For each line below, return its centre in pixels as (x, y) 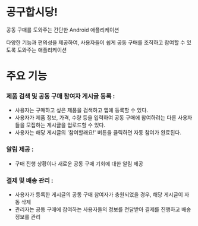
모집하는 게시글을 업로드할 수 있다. (66, 125)
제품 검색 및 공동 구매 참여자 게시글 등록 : (61, 96)
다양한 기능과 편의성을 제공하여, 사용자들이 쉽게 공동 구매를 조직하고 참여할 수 (96, 42)
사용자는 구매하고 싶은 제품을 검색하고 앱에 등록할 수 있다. (81, 110)
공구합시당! (32, 12)
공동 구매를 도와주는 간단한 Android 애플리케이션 (63, 30)
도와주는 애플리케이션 (42, 50)
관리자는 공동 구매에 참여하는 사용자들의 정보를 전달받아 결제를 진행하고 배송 (103, 209)
